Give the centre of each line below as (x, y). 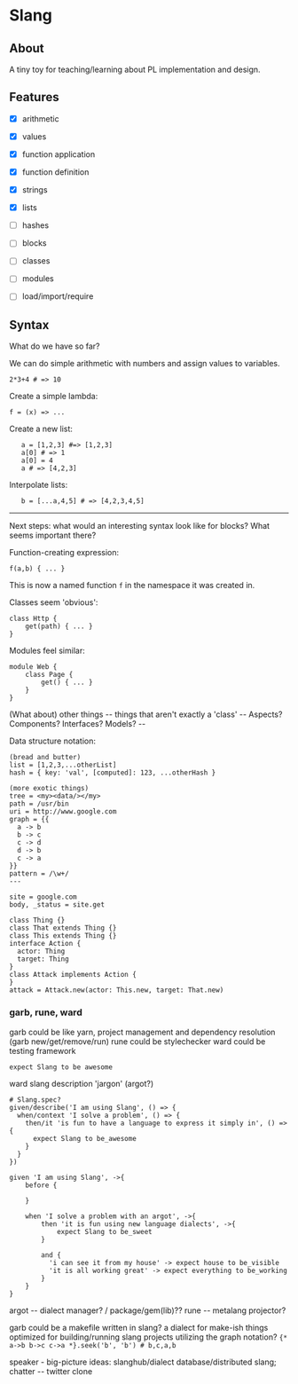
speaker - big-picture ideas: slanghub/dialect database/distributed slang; (143, 1362)
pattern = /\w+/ (39, 874)
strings (35, 190)
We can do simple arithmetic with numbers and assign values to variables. (145, 364)
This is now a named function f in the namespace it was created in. (132, 586)
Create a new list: (41, 429)
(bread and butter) (45, 758)
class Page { (49, 675)
